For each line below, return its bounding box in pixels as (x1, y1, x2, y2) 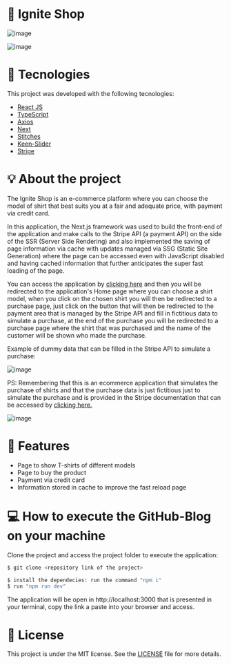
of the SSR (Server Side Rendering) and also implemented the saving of (7, 237, 210, 245)
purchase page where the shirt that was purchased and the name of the (7, 324, 212, 332)
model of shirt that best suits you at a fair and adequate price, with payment (7, 202, 223, 210)
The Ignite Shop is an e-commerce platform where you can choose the (7, 194, 208, 202)
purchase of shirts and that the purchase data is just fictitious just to (7, 386, 201, 394)
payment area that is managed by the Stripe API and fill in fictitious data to (7, 309, 219, 317)
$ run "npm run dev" (7, 583, 67, 590)
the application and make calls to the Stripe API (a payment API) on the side (7, 229, 222, 238)
